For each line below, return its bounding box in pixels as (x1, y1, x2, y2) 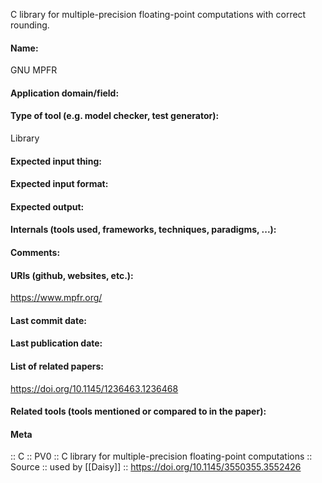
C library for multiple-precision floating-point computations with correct (10, 9, 307, 20)
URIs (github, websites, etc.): (10, 269, 134, 281)
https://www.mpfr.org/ (10, 292, 103, 304)
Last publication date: (10, 337, 103, 349)
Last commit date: (10, 314, 87, 326)
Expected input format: (10, 178, 109, 190)
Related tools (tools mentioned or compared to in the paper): (10, 405, 267, 418)
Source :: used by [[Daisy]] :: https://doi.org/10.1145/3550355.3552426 (10, 461, 302, 473)
